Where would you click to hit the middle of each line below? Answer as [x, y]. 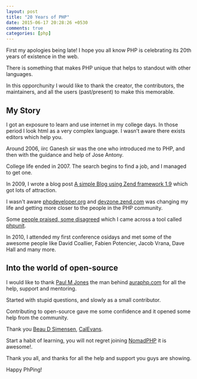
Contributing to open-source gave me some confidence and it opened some [98, 311]
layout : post [22, 11]
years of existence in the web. [43, 57]
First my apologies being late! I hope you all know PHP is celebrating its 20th [99, 50]
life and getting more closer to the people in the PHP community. [84, 207]
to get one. [19, 172]
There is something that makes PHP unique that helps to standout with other [98, 68]
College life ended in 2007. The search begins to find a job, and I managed [96, 166]
